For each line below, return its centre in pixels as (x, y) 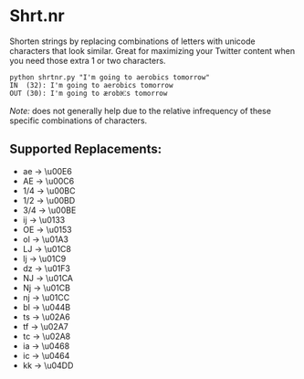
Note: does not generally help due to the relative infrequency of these (141, 111)
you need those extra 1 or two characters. (88, 60)
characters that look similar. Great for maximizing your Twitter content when (152, 50)
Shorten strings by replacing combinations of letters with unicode (132, 41)
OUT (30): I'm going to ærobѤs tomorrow (89, 93)
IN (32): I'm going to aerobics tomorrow (91, 85)
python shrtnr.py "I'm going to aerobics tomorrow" (110, 77)
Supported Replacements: (86, 149)
